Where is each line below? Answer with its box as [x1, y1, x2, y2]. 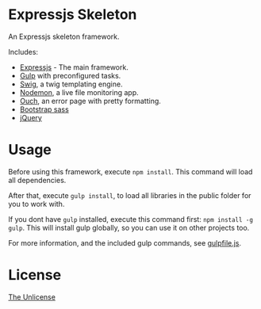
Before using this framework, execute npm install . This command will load [8, 166, 253, 176]
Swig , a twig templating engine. [19, 79, 123, 89]
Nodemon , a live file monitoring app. [19, 87, 139, 97]
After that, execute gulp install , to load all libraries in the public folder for [8, 190, 251, 200]
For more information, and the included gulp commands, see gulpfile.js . [8, 238, 242, 247]
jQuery [19, 113, 42, 122]
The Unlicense [8, 292, 56, 302]
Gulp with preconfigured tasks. [19, 71, 121, 80]
